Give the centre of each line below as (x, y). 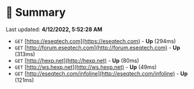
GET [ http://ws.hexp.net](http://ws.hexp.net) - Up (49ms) (85, 67)
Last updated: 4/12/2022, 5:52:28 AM (54, 29)
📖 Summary (36, 12)
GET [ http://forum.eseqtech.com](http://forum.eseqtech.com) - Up (97, 48)
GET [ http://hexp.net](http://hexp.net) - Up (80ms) (77, 60)
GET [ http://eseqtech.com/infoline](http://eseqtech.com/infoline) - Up (101, 73)
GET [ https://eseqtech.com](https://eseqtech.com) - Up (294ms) (95, 41)
